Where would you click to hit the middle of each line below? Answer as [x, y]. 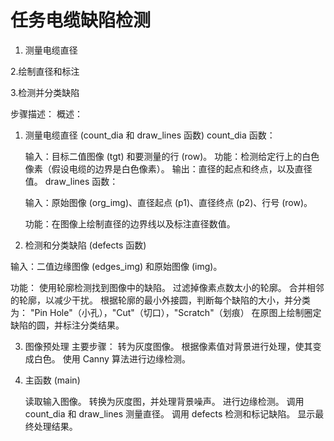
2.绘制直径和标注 [45, 71]
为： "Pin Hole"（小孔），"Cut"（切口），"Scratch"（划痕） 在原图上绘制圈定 [166, 312]
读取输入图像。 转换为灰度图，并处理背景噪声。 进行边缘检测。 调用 [164, 401]
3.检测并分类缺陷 [45, 92]
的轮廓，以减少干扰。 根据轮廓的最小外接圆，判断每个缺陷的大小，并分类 [160, 300]
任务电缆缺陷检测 [81, 20]
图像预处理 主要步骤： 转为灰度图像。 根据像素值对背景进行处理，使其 [168, 346]
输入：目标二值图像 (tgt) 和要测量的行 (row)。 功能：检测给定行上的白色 [172, 156]
